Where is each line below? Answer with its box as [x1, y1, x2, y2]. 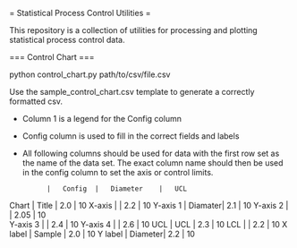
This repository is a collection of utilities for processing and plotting [9, 25, 258, 35]
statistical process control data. [9, 35, 125, 45]
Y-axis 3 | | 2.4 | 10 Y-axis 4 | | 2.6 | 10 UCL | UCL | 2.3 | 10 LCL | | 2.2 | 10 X [9, 219, 288, 229]
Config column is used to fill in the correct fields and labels [21, 131, 240, 141]
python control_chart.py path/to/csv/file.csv [9, 69, 171, 80]
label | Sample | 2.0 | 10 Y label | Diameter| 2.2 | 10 [9, 228, 195, 239]
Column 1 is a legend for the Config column [21, 114, 182, 124]
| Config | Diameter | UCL [46, 184, 188, 193]
